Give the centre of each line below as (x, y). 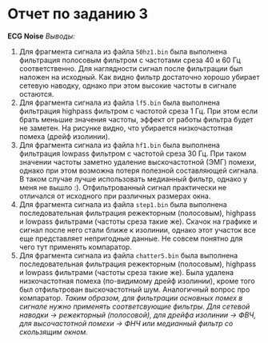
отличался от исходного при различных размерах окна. (115, 196)
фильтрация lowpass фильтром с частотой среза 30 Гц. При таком (133, 154)
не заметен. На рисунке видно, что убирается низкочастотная (126, 128)
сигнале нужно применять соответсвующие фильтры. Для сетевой (134, 306)
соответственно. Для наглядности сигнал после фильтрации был (131, 68)
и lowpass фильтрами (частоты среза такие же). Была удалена (126, 272)
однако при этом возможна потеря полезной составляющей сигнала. (139, 170)
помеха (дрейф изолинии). (64, 136)
